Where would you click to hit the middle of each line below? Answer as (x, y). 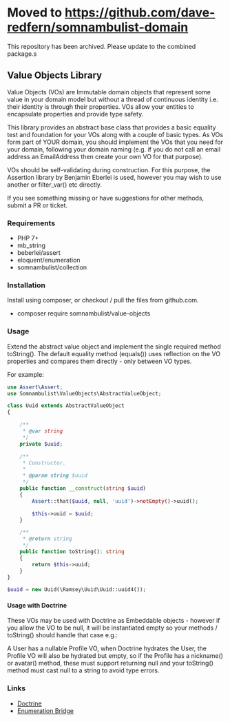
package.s (22, 54)
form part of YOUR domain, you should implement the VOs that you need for (115, 142)
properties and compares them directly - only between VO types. (100, 361)
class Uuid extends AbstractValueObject (66, 406)
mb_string (31, 245)
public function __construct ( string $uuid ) (83, 488)
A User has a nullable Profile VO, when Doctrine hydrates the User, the (107, 648)
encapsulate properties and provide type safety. (75, 114)
